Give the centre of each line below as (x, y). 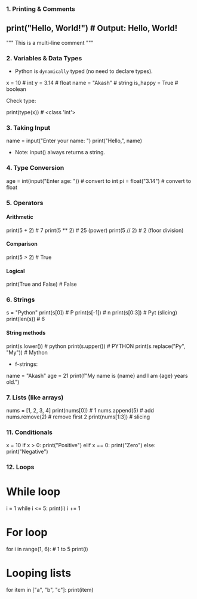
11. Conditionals (29, 432)
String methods (26, 333)
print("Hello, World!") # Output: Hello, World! (92, 28)
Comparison (22, 244)
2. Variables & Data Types (44, 58)
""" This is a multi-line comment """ (50, 42)
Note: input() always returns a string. (60, 152)
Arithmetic (20, 217)
